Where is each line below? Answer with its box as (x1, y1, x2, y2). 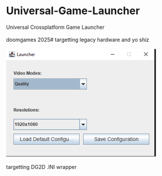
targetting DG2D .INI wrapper (6, 163, 77, 170)
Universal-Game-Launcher (6, 4, 140, 18)
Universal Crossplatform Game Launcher (6, 24, 104, 31)
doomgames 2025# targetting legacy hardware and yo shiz (6, 36, 150, 43)
